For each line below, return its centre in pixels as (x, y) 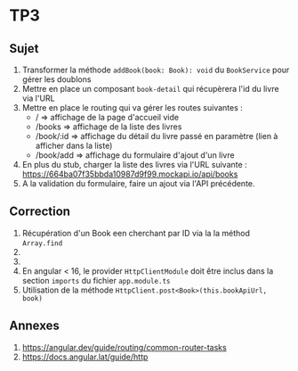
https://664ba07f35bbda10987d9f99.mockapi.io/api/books (130, 174)
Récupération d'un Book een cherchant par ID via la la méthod (136, 233)
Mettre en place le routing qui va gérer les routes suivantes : (132, 107)
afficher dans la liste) (74, 145)
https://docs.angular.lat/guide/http (85, 357)
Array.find (42, 243)
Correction (40, 212)
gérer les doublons (56, 79)
